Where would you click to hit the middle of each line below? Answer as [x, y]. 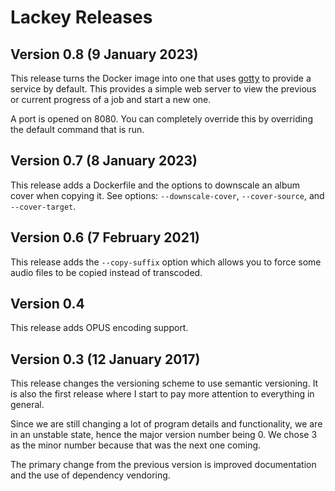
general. [27, 405]
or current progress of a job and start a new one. [111, 99]
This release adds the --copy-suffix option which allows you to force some [166, 262]
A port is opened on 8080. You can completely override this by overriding [161, 119]
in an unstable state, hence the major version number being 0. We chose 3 [164, 435]
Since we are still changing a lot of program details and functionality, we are [166, 424]
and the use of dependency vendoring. [90, 475]
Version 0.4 [47, 304]
